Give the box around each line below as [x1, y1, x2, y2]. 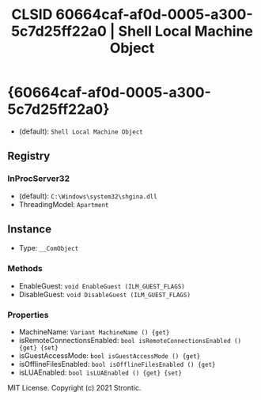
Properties [7, 309, 49, 320]
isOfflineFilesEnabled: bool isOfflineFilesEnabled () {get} [18, 360, 216, 369]
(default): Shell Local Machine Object [18, 126, 143, 136]
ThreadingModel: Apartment [18, 199, 109, 209]
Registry [7, 149, 51, 163]
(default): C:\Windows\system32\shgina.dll [18, 191, 157, 201]
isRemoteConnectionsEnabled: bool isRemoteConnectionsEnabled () [18, 336, 242, 345]
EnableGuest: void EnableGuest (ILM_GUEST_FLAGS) [18, 281, 185, 290]
